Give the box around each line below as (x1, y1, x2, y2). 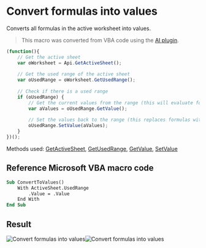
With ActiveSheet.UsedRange (17, 185, 89, 191)
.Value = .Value (28, 190, 70, 197)
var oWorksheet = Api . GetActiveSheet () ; (17, 60, 122, 66)
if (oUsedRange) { (17, 94, 64, 100)
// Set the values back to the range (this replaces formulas (28, 117, 191, 123)
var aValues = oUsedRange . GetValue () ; (28, 106, 128, 112)
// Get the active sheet (17, 54, 81, 60)
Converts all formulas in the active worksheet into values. (6, 25, 151, 32)
